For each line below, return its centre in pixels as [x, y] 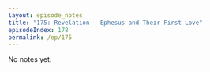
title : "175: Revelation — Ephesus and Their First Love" [105, 23]
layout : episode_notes [45, 15]
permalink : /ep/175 [40, 37]
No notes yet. [30, 59]
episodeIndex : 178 [38, 30]
